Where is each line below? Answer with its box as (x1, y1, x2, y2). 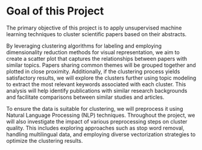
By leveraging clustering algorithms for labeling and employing (6, 42, 162, 49)
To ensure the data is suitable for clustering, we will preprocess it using (6, 105, 183, 112)
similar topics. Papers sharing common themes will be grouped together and (6, 61, 196, 69)
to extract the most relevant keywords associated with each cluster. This (6, 80, 186, 88)
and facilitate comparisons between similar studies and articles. (6, 93, 165, 101)
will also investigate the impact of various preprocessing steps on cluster (6, 117, 188, 125)
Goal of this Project (6, 4, 104, 18)
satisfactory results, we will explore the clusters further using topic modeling (6, 74, 197, 81)
